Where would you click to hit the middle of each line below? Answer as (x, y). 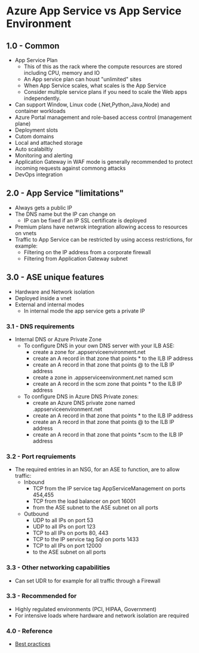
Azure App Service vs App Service (94, 11)
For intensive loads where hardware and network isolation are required (102, 615)
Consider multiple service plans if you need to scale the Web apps (105, 92)
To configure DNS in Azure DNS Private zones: (81, 396)
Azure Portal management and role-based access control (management (103, 117)
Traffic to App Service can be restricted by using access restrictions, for (104, 239)
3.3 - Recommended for (42, 596)
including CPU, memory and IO (62, 73)
